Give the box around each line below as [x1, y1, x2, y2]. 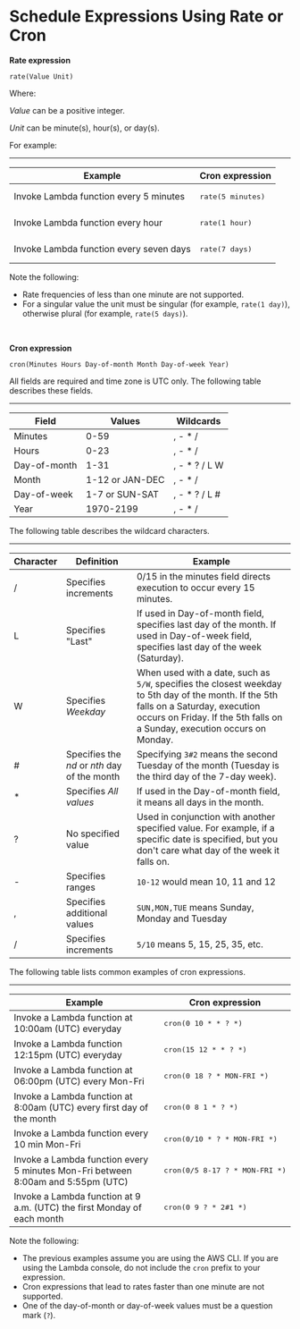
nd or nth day [65, 758, 122, 771]
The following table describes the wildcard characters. [9, 525, 210, 536]
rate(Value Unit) [9, 72, 74, 81]
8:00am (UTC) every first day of [13, 1101, 149, 1113]
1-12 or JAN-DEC [86, 473, 165, 486]
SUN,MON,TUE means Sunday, [137, 901, 254, 913]
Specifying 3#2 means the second [137, 748, 279, 760]
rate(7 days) [199, 244, 253, 254]
